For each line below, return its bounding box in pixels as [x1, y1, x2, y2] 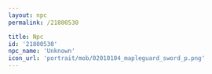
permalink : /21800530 [8, 19, 79, 26]
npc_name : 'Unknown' [8, 48, 76, 55]
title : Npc [8, 33, 44, 41]
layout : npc [8, 11, 47, 19]
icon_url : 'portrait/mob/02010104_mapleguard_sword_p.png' [8, 55, 206, 62]
